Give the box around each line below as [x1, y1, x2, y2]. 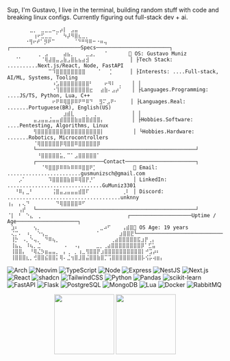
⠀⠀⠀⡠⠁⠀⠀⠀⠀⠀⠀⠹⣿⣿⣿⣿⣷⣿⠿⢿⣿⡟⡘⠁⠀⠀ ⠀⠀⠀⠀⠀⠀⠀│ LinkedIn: [7, 176, 168, 183]
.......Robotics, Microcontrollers [7, 134, 109, 141]
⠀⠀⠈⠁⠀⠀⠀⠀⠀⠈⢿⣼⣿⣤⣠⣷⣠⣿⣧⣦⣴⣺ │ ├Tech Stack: [7, 56, 173, 63]
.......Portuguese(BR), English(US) [7, 104, 112, 111]
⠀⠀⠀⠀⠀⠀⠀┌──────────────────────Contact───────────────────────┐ [7, 158, 199, 165]
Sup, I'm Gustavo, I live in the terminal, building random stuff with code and [7, 6, 219, 14]
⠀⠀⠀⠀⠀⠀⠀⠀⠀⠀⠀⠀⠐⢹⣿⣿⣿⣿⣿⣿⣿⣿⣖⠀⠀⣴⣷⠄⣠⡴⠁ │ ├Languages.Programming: [7, 86, 209, 93]
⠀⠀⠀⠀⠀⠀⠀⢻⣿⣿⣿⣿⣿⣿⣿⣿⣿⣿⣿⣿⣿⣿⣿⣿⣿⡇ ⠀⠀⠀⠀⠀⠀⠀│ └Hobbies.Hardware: [7, 128, 195, 135]
